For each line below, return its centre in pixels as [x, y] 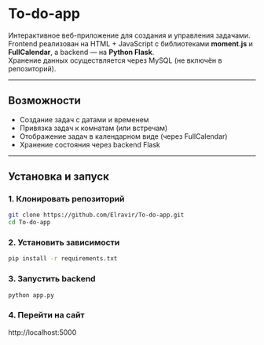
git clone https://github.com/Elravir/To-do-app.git [96, 215]
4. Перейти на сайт [46, 315]
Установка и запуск [59, 177]
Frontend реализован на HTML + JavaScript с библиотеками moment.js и [130, 43]
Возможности [44, 101]
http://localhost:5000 [42, 332]
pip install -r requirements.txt [63, 259]
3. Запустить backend [52, 279]
